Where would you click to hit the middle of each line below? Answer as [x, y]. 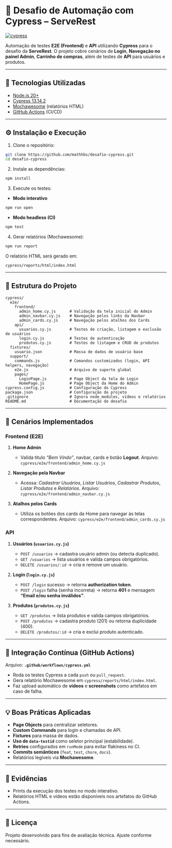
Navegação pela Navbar [39, 473]
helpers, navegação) [27, 365]
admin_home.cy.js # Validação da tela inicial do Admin [85, 311]
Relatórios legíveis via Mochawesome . [53, 758]
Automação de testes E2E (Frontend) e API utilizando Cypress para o [79, 45]
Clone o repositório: [34, 145]
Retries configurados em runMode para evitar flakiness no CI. [77, 747]
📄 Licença [21, 823]
